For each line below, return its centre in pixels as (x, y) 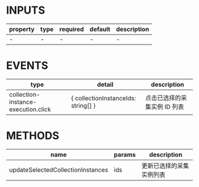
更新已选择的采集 (165, 166)
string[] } (83, 106)
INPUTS (26, 10)
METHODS (33, 136)
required (71, 29)
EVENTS (27, 66)
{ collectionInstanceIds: (103, 98)
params (125, 154)
